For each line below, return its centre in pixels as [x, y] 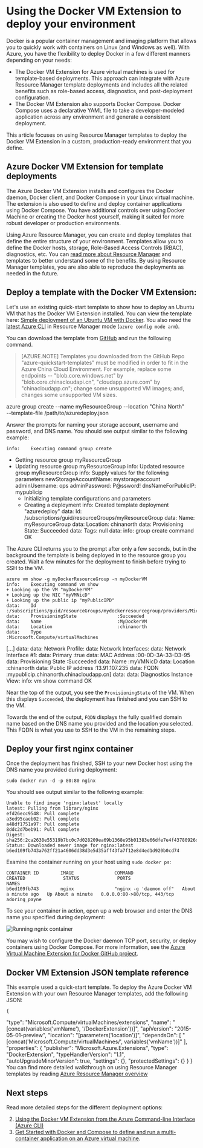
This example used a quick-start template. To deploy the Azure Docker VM [99, 987]
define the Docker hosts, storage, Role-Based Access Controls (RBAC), [95, 248]
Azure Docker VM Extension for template [85, 167]
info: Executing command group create [59, 448]
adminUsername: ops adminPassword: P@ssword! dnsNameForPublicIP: [105, 485]
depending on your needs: [39, 60]
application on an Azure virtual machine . [90, 1138]
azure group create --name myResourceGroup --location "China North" [95, 406]
